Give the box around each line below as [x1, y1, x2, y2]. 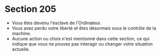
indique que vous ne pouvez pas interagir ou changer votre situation [11, 41, 153, 47]
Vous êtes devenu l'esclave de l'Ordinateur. [11, 20, 101, 26]
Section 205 [4, 3, 56, 15]
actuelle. [11, 46, 30, 52]
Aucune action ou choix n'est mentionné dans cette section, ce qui [11, 36, 149, 42]
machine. [11, 30, 31, 36]
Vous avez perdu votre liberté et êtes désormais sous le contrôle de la [11, 25, 156, 31]
